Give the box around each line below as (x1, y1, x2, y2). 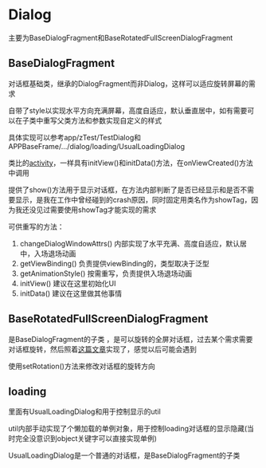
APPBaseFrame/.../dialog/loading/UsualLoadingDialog (8, 141, 186, 151)
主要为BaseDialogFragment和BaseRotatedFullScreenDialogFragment (8, 33, 233, 42)
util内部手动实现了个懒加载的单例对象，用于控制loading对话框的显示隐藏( (8, 424, 248, 434)
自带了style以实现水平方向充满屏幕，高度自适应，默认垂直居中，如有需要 (8, 105, 248, 115)
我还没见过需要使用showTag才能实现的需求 (14, 205, 157, 214)
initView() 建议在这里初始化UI (19, 278, 117, 288)
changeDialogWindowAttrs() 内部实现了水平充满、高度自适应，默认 (19, 238, 241, 248)
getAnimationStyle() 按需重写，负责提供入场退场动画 (19, 269, 193, 278)
